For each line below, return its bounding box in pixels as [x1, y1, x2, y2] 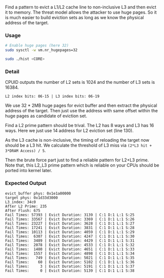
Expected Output [5, 180, 47, 187]
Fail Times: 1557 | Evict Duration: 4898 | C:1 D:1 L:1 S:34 [5, 251, 135, 256]
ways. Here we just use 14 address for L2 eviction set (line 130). [5, 127, 134, 134]
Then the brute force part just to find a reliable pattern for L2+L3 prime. [5, 157, 149, 163]
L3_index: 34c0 [5, 200, 36, 204]
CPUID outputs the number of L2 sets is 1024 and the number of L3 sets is [5, 79, 155, 85]
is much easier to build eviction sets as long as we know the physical [5, 15, 144, 20]
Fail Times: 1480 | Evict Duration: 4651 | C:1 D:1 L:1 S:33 [5, 247, 135, 252]
